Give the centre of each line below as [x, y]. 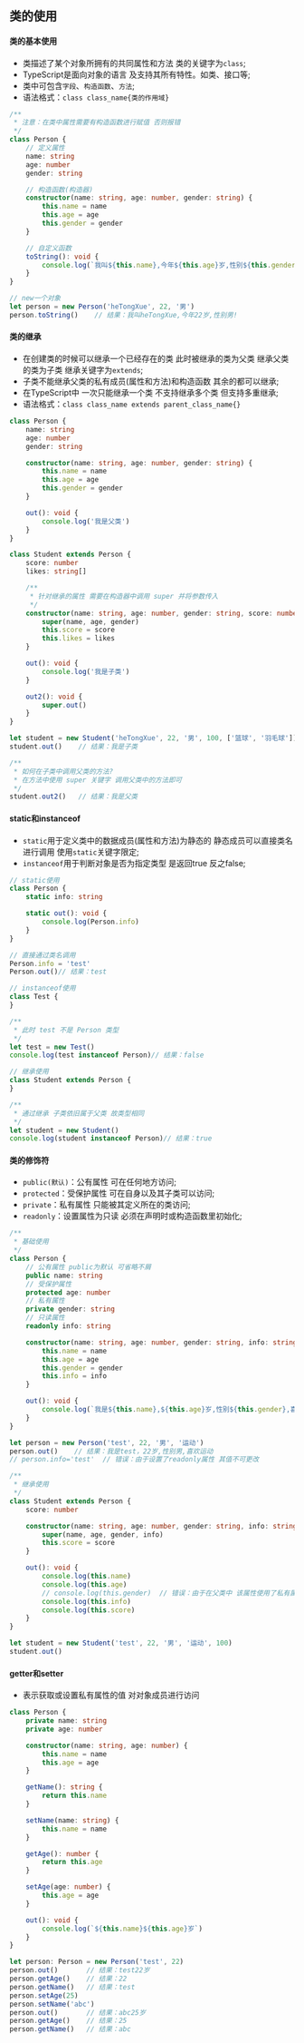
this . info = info [74, 1376]
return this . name [74, 1796]
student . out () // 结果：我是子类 [74, 747]
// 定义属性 [45, 148]
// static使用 [35, 880]
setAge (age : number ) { [68, 1887]
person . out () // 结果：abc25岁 [78, 2012]
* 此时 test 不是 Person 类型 [66, 1030]
